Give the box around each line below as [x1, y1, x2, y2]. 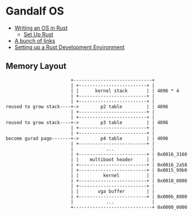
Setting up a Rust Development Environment [14, 44, 125, 51]
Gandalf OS [5, 4, 64, 18]
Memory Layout [5, 61, 67, 71]
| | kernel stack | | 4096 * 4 [70, 88, 180, 94]
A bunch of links [14, 37, 56, 44]
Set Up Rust [23, 30, 54, 38]
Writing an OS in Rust [14, 24, 68, 31]
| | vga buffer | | [70, 188, 155, 194]
